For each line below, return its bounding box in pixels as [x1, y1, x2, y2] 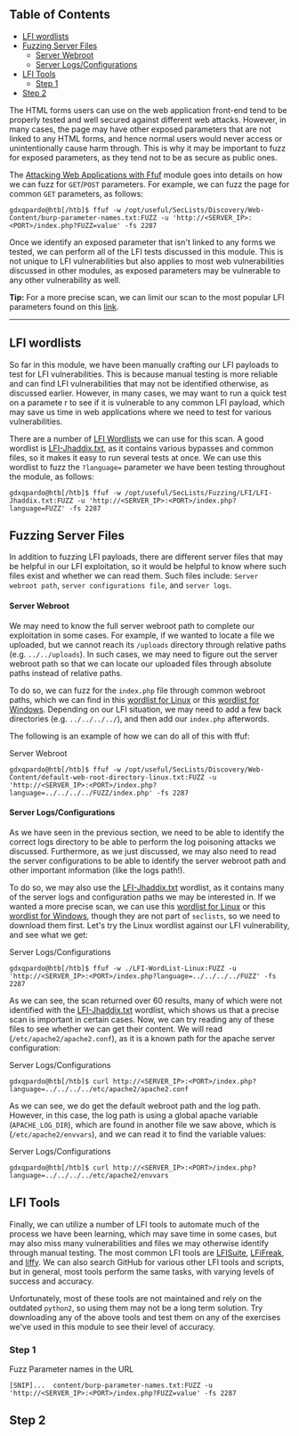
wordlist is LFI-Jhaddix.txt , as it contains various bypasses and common [9, 443, 274, 453]
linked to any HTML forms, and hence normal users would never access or [9, 133, 283, 143]
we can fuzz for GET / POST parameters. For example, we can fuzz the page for [9, 178, 290, 190]
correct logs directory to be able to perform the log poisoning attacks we [9, 836, 277, 847]
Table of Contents [9, 7, 111, 22]
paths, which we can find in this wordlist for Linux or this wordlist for [9, 694, 260, 705]
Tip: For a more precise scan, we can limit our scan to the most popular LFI [9, 291, 285, 302]
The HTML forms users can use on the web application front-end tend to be [9, 104, 287, 115]
